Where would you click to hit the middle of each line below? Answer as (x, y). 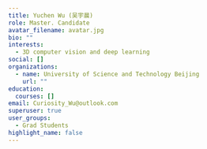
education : (26, 89)
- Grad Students (42, 125)
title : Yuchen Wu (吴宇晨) (51, 15)
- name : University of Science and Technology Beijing (107, 74)
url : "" (35, 81)
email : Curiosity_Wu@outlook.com (63, 103)
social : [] (26, 60)
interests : (26, 45)
